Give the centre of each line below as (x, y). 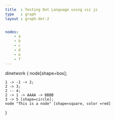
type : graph (21, 14)
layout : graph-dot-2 (27, 19)
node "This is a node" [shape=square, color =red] (58, 103)
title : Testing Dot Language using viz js (51, 10)
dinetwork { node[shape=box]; (36, 73)
